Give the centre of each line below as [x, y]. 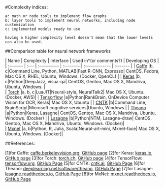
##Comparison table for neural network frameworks [58, 51]
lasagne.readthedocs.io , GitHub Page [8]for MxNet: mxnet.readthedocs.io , [81, 174]
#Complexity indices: [27, 7]
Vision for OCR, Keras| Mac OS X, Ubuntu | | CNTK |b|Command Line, [76, 102]
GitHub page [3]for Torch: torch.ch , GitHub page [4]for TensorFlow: [74, 158]
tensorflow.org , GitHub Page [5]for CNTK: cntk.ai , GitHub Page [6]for [75, 163]
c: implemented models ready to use [43, 29]
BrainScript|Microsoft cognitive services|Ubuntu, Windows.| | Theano [76, 108]
